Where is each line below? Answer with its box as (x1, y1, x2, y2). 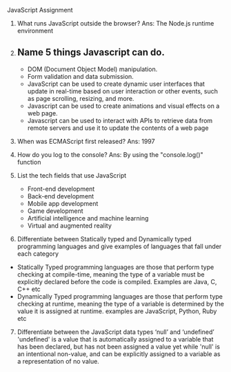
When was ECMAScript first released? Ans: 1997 (17, 137, 155, 145)
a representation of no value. (17, 357, 100, 365)
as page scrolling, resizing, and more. (27, 94, 134, 102)
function (17, 158, 41, 166)
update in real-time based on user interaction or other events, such (27, 86, 219, 95)
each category (17, 249, 59, 258)
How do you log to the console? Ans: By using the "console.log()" (17, 150, 203, 158)
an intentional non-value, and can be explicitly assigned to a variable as (17, 349, 221, 358)
